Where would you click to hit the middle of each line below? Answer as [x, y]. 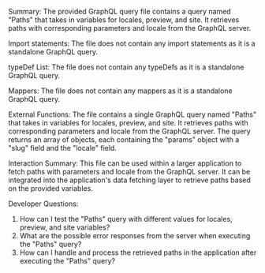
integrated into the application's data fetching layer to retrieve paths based [129, 180]
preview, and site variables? [65, 227]
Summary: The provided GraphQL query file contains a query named [119, 11]
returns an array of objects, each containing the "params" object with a [124, 140]
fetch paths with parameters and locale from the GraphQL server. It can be [129, 172]
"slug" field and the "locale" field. [62, 148]
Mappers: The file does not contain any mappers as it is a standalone [120, 91]
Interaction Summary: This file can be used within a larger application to [125, 163]
